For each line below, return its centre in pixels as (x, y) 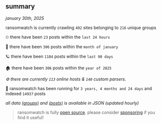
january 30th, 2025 (25, 18)
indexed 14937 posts (26, 93)
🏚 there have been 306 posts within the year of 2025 (59, 68)
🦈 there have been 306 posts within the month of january (62, 46)
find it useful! (30, 117)
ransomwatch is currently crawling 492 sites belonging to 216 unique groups (81, 28)
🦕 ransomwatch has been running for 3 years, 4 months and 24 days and (79, 88)
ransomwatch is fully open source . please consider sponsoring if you (86, 112)
